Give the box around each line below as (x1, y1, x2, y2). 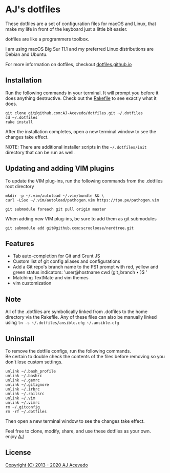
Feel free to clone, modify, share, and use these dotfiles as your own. (5, 428, 151, 434)
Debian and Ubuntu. (5, 51, 48, 57)
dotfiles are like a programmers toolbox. (5, 36, 90, 42)
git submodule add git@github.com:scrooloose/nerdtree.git (5, 225, 134, 231)
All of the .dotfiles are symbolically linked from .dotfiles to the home (5, 309, 147, 315)
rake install (5, 119, 33, 125)
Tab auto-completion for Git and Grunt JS (12, 253, 101, 259)
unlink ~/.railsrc (5, 391, 45, 396)
